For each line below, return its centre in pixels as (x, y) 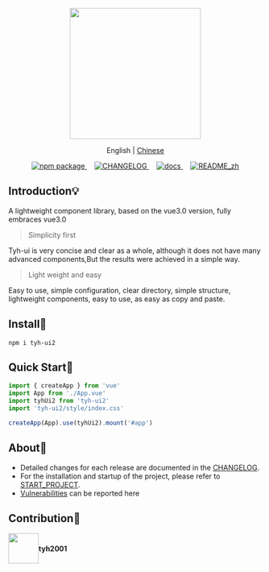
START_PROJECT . (50, 484)
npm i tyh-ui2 (32, 342)
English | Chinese (135, 150)
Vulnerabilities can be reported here (80, 493)
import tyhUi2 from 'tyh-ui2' (59, 401)
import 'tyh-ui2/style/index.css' (66, 408)
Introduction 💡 (44, 191)
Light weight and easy (65, 275)
